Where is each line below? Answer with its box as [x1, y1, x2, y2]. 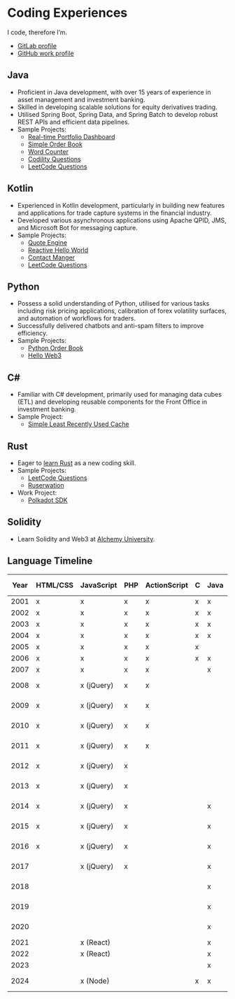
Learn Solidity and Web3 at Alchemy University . [17, 534, 155, 543]
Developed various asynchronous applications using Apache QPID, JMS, [17, 215, 227, 225]
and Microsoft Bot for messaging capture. [17, 223, 138, 232]
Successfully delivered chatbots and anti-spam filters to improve [17, 322, 204, 330]
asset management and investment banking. [17, 95, 145, 104]
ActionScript [145, 580, 189, 590]
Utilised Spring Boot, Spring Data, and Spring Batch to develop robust [17, 110, 218, 118]
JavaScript [80, 580, 117, 590]
